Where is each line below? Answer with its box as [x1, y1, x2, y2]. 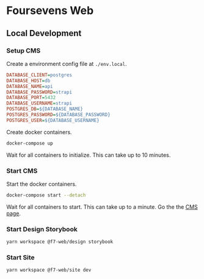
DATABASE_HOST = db [6, 78, 51, 84]
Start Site [6, 253, 35, 261]
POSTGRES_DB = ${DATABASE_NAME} [6, 106, 84, 112]
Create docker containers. [6, 128, 72, 136]
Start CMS [6, 166, 38, 175]
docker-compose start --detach [6, 192, 86, 198]
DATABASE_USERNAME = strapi [6, 100, 72, 107]
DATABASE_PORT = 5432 [6, 95, 56, 101]
